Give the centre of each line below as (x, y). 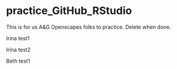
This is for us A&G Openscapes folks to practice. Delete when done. (88, 27)
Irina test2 (18, 49)
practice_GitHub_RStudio (69, 11)
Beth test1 (18, 61)
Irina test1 (18, 38)
